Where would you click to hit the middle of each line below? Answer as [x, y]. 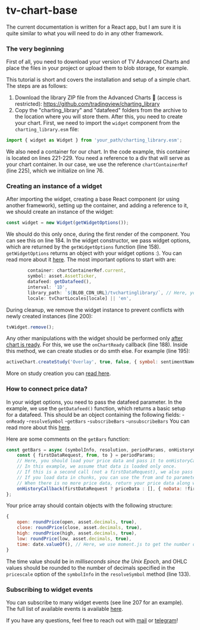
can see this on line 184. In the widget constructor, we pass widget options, [99, 241]
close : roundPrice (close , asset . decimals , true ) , [80, 528]
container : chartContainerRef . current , [77, 271]
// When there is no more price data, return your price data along [104, 483]
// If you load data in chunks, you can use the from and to [94, 477]
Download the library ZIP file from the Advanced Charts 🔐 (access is [99, 98]
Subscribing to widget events [50, 589]
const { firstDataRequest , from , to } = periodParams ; [86, 455]
